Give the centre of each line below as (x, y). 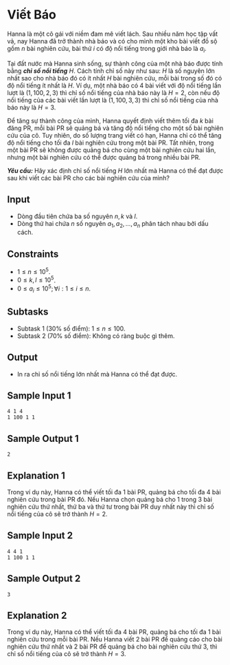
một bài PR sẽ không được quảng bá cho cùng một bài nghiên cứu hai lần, (112, 150)
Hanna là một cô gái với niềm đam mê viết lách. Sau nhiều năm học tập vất (113, 34)
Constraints (33, 254)
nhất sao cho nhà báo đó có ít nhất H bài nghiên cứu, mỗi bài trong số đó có (115, 78)
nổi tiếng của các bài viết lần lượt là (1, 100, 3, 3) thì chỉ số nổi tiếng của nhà (113, 100)
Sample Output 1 (43, 438)
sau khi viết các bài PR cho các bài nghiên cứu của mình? (89, 178)
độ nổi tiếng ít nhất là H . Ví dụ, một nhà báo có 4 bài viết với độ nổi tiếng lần (114, 85)
